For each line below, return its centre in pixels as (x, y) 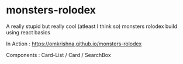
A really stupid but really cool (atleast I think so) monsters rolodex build (91, 26)
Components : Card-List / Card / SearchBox (58, 55)
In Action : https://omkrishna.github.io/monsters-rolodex (74, 44)
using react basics (28, 32)
